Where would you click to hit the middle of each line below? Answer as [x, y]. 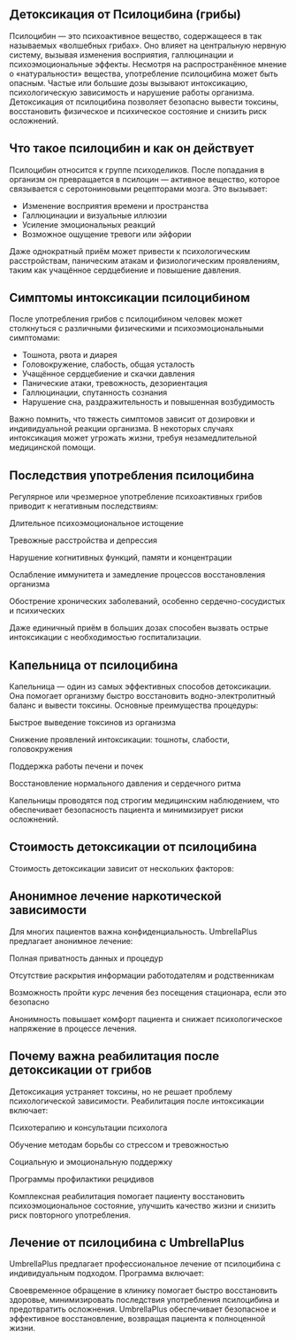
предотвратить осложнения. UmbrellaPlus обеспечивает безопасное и [143, 1309]
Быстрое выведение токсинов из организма [93, 723]
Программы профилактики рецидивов [82, 1179]
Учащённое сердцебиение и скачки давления [108, 374]
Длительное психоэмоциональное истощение [96, 523]
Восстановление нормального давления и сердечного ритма [125, 784]
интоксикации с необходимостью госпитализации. [105, 638]
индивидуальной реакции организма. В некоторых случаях [121, 429]
